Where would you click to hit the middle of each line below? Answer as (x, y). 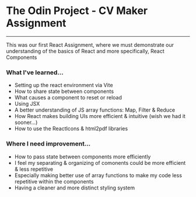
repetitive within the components (54, 181)
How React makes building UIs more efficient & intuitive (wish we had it (100, 116)
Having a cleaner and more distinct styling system (75, 188)
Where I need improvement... (48, 144)
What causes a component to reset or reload (68, 98)
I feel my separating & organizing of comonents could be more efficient (100, 163)
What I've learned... (35, 72)
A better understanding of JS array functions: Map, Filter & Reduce (95, 110)
